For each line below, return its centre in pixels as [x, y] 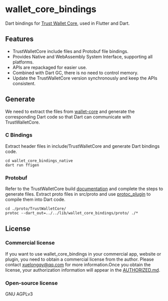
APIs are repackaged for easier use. [50, 67]
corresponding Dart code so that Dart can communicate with [68, 116]
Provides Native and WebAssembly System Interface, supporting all [82, 56]
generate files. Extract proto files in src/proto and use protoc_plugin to [78, 194]
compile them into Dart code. [35, 200]
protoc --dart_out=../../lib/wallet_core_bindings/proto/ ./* [72, 213]
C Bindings [19, 135]
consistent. [24, 83]
